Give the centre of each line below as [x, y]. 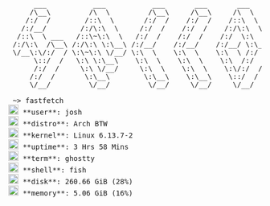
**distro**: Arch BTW [65, 124]
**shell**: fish [55, 170]
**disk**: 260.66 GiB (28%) [78, 181]
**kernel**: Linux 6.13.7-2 [78, 136]
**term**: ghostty [59, 158]
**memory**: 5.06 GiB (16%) [78, 193]
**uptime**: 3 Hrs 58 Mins [76, 147]
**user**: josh [53, 112]
